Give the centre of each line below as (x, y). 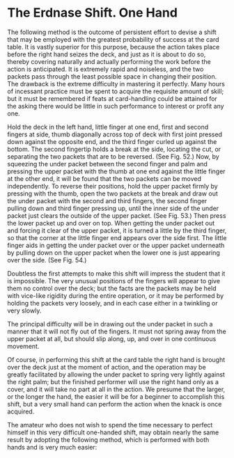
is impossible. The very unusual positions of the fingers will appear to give (114, 281)
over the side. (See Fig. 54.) (47, 260)
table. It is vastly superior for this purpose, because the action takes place (114, 47)
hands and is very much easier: (52, 447)
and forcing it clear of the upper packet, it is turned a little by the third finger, (117, 230)
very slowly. (24, 310)
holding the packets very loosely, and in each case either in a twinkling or (112, 303)
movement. (23, 346)
